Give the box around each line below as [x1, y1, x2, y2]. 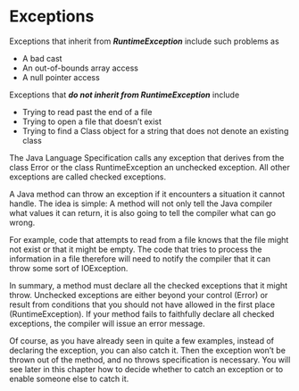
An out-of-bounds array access [21, 62, 139, 73]
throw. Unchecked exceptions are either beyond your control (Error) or [9, 289, 269, 300]
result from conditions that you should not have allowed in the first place [9, 299, 275, 310]
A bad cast [21, 53, 62, 63]
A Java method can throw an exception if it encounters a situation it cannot [9, 188, 286, 199]
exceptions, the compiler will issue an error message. [9, 318, 205, 329]
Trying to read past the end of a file [21, 106, 153, 117]
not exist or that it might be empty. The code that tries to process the [9, 244, 262, 254]
